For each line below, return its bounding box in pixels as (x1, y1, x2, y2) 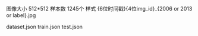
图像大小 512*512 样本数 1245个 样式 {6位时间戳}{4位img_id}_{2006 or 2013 (6, 5, 193, 12)
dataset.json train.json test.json (6, 23, 83, 30)
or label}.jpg (6, 12, 36, 19)
